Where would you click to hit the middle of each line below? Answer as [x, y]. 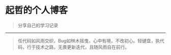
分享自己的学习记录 [38, 25]
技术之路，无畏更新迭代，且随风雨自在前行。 [82, 47]
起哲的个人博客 [37, 10]
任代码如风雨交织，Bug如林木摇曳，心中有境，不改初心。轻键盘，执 [89, 40]
